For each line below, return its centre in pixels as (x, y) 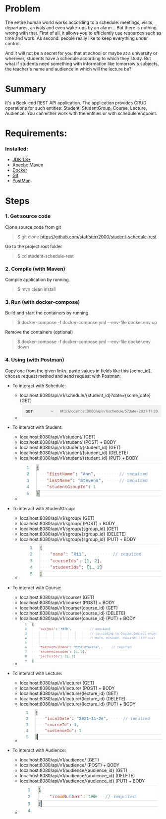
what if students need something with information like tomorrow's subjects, (82, 64)
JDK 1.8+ (22, 160)
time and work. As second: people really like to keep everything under (77, 38)
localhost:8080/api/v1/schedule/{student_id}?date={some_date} (85, 395)
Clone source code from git (33, 227)
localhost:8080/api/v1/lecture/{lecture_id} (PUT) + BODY (78, 704)
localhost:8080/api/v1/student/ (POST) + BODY (68, 442)
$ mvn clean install (36, 289)
